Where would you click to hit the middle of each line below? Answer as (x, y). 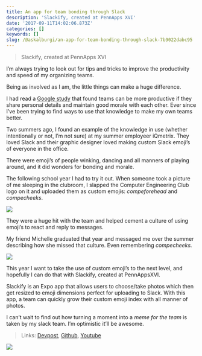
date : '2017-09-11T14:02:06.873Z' (50, 23)
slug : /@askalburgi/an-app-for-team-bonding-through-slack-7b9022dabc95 (99, 40)
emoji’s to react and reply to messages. (55, 227)
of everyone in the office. (38, 149)
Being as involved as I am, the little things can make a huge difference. (94, 87)
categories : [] (25, 29)
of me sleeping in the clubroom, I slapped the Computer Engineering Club (98, 185)
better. (14, 118)
